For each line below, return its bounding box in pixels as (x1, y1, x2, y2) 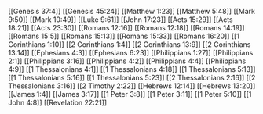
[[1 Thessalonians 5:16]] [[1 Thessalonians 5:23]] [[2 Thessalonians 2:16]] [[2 (8, 73, 256, 82)
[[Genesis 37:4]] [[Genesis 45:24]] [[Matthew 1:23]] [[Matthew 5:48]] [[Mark (8, 7, 256, 16)
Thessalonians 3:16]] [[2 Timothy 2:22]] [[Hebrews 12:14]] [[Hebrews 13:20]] (8, 81, 256, 91)
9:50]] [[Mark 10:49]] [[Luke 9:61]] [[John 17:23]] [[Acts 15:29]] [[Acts (8, 15, 233, 24)
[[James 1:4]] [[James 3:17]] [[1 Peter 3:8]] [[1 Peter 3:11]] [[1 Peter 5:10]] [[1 (8, 90, 252, 98)
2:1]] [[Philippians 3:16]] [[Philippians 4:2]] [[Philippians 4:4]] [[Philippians (8, 56, 247, 66)
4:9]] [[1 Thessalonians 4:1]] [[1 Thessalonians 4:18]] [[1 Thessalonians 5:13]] (8, 65, 256, 73)
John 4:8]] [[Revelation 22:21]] (8, 98, 108, 107)
